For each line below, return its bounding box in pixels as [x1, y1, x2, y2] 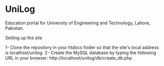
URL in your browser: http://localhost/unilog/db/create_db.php [5, 55, 132, 61]
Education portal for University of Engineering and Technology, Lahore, [5, 20, 151, 26]
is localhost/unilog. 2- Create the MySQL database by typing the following [5, 50, 157, 56]
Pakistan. [5, 25, 24, 31]
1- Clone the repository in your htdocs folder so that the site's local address [5, 44, 159, 50]
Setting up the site [5, 35, 43, 41]
